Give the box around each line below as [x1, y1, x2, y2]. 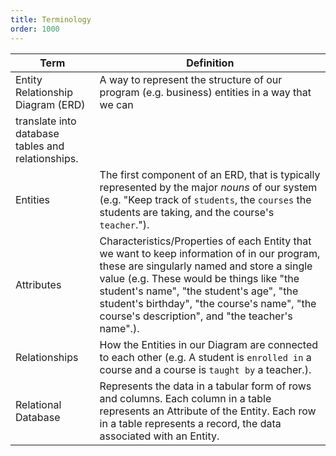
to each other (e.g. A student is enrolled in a [99, 350, 312, 364]
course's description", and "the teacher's [99, 309, 293, 323]
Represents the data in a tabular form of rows [99, 379, 312, 393]
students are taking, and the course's [99, 205, 275, 219]
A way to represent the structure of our [99, 72, 283, 86]
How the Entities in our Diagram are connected [99, 337, 319, 351]
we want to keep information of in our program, [99, 246, 321, 260]
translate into [15, 114, 77, 128]
